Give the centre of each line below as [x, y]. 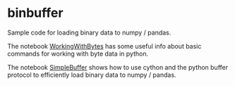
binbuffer [35, 13]
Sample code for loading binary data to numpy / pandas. [89, 32]
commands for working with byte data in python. [78, 54]
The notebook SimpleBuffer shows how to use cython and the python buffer [117, 67]
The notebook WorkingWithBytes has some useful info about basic [104, 46]
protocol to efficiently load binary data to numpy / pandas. [92, 75]
